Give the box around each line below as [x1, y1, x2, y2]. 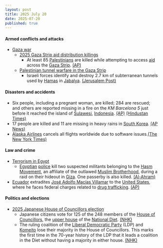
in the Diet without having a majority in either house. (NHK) [19, 237, 138, 243]
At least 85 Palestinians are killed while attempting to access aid [26, 57, 155, 63]
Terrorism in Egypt [12, 158, 50, 164]
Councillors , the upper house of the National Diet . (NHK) [19, 217, 132, 223]
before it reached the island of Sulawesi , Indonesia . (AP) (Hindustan [12, 110, 148, 116]
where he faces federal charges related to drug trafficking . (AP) [12, 184, 140, 190]
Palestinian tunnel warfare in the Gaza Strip [19, 67, 107, 73]
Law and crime [5, 147, 36, 153]
